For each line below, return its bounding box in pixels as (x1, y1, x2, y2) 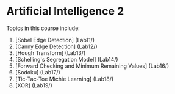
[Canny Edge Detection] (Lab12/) (15, 43, 98, 50)
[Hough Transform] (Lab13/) (15, 49, 86, 56)
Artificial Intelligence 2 (6, 4, 124, 18)
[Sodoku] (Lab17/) (15, 68, 61, 76)
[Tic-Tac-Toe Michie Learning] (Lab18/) (15, 75, 114, 82)
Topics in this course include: (6, 24, 80, 32)
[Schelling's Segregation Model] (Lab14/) (15, 56, 118, 63)
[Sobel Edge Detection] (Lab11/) (15, 36, 95, 43)
